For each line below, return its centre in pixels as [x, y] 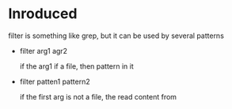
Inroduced [43, 14]
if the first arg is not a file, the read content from [98, 96]
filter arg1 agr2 [44, 51]
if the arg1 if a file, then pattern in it [77, 66]
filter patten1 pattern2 [55, 81]
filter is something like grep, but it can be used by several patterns [116, 36]
